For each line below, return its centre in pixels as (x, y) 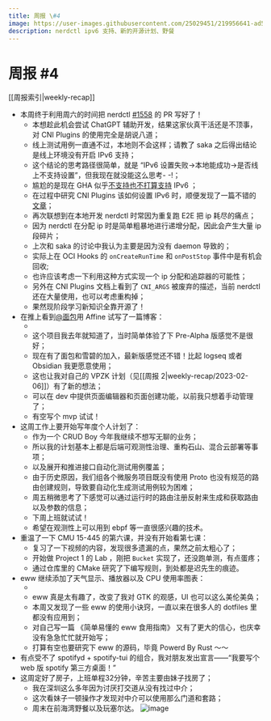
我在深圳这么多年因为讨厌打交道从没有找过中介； (113, 688)
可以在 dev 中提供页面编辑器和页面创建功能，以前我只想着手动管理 (143, 397)
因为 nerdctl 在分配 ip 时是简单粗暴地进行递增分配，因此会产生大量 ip (147, 226)
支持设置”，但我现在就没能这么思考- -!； (113, 176)
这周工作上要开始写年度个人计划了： (80, 426)
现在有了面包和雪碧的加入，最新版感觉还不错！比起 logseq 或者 (137, 356)
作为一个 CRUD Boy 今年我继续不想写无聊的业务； (115, 437)
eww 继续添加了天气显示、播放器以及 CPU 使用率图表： (113, 579)
